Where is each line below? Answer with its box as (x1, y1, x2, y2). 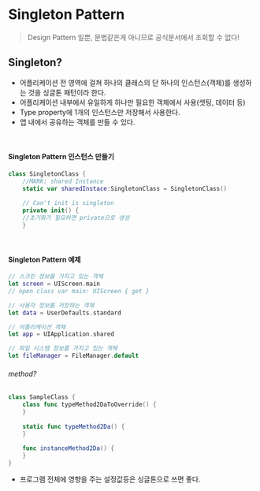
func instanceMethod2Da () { (22, 445, 114, 452)
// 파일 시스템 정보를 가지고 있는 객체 (8, 344, 118, 352)
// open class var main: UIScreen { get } (8, 287, 150, 295)
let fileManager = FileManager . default (8, 352, 139, 360)
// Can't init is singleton (22, 199, 114, 207)
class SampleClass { (8, 393, 76, 401)
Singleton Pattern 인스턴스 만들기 (8, 152, 114, 162)
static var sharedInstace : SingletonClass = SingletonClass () (22, 184, 227, 192)
